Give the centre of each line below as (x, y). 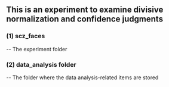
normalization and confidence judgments (84, 19)
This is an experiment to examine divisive (85, 10)
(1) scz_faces (26, 36)
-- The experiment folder (37, 49)
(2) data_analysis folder (41, 64)
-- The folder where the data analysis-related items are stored (82, 77)
